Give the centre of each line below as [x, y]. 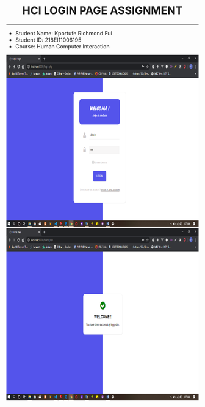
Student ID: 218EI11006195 [48, 40]
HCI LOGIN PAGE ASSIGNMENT [103, 11]
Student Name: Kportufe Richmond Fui [64, 33]
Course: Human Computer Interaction [62, 46]
